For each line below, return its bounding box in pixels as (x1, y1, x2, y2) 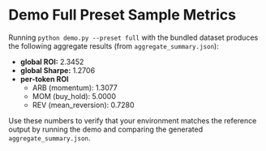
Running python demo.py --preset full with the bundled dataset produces (8, 32, 259, 42)
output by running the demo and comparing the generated (8, 124, 204, 134)
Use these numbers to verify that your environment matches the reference (8, 115, 257, 125)
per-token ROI (19, 74, 69, 84)
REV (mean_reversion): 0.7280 (32, 100, 135, 110)
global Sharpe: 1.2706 (19, 65, 96, 75)
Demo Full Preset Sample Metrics (8, 6, 237, 24)
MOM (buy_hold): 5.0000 (32, 91, 116, 101)
